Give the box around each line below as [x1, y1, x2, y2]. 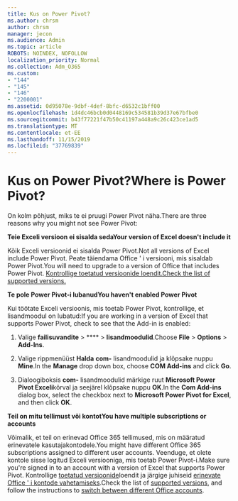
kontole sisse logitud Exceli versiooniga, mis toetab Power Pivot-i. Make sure [7, 456, 230, 465]
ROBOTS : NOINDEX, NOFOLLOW [7, 50, 87, 57]
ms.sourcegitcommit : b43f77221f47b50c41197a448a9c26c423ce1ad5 [7, 116, 199, 123]
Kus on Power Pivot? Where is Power [7, 173, 226, 189]
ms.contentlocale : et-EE [7, 129, 81, 136]
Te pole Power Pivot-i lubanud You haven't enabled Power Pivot [7, 290, 198, 299]
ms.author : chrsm [7, 17, 59, 24]
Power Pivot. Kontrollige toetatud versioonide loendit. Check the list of [7, 269, 211, 277]
